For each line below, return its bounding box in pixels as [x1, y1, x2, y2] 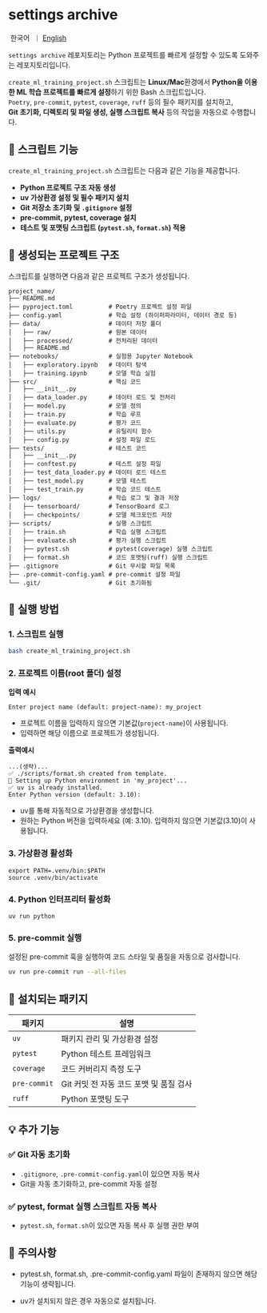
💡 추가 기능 [8, 1123, 60, 1137]
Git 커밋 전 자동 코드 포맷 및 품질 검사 [61, 1078, 193, 1090]
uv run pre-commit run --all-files [8, 968, 127, 976]
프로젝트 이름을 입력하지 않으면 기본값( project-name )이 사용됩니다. [19, 718, 229, 728]
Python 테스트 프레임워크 [61, 1049, 152, 1059]
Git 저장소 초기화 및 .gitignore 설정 [19, 203, 133, 212]
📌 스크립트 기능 [8, 143, 78, 157]
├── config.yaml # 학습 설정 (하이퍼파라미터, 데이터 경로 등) [8, 311, 238, 319]
